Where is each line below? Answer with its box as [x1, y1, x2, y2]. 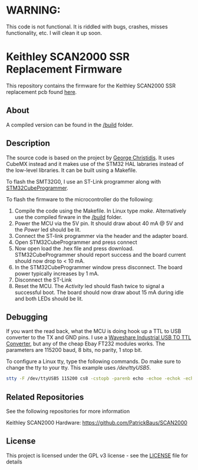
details [6, 458, 22, 465]
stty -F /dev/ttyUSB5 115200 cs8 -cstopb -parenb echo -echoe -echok [6, 376, 181, 381]
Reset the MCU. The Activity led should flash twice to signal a [14, 282, 165, 289]
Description [6, 138, 50, 148]
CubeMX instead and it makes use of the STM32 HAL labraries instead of [6, 160, 184, 167]
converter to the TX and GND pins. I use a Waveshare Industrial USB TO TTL [6, 334, 192, 341]
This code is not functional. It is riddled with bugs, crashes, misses [6, 23, 168, 30]
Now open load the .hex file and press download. [14, 244, 134, 252]
